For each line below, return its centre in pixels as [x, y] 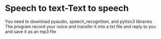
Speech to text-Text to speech [67, 8]
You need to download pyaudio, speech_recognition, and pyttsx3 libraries [79, 21]
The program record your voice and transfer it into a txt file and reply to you [80, 26]
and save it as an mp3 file [31, 31]
